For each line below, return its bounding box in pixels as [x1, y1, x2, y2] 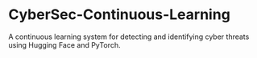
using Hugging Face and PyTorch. [8, 40, 121, 49]
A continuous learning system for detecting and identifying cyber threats [8, 32, 250, 41]
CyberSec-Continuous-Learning [8, 6, 231, 24]
